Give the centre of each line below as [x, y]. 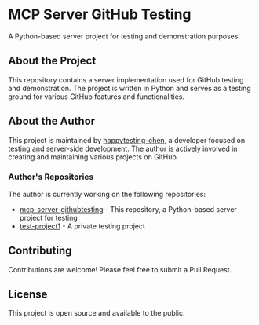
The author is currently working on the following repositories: [107, 194]
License [28, 295]
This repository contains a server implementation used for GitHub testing [126, 79]
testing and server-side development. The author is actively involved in [123, 148]
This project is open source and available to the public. [97, 313]
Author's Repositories [51, 177]
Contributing [40, 251]
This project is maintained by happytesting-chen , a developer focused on [127, 140]
